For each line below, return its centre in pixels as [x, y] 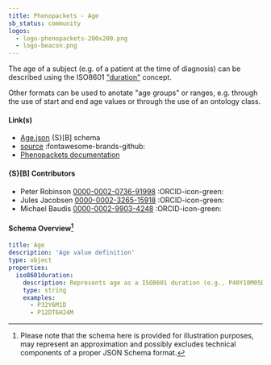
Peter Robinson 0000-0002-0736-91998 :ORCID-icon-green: [122, 191]
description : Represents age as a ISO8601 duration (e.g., [124, 283]
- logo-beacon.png [47, 46]
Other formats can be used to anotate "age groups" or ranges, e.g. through [133, 93]
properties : [28, 268]
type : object [30, 260]
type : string [45, 290]
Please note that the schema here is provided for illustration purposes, [137, 336]
